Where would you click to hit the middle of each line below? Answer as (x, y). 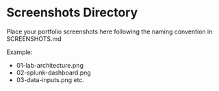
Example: (20, 52)
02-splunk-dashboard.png (54, 73)
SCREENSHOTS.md (34, 38)
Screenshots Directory (72, 13)
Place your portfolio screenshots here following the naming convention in (109, 31)
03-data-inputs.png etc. (50, 79)
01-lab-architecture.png (50, 65)
